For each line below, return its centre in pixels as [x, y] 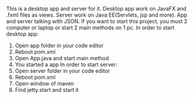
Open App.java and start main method [62, 58]
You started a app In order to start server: [66, 64]
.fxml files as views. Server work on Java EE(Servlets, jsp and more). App [97, 15]
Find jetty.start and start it [47, 90]
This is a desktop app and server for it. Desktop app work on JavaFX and [96, 9]
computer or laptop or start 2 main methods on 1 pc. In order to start [91, 27]
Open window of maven [44, 83]
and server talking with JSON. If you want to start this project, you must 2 [97, 21]
